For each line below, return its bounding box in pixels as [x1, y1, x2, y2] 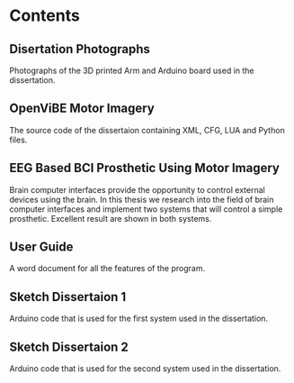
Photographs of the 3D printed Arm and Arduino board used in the [9, 65, 254, 76]
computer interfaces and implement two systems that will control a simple [9, 204, 283, 214]
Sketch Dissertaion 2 [9, 339, 129, 354]
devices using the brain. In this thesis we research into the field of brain [9, 194, 274, 205]
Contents [9, 5, 81, 26]
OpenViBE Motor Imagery [9, 101, 155, 116]
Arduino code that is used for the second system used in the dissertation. [9, 363, 281, 374]
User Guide [9, 240, 74, 255]
